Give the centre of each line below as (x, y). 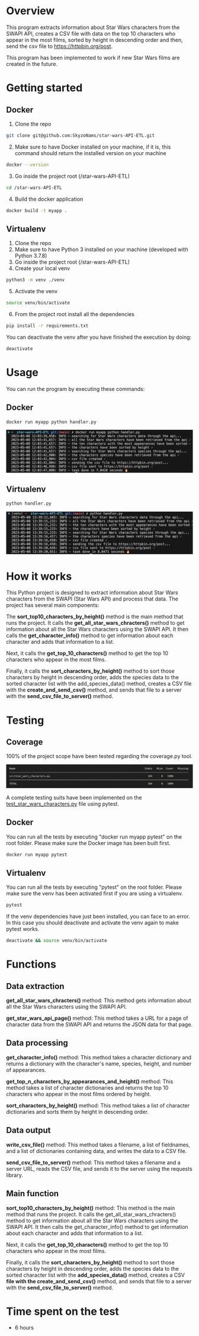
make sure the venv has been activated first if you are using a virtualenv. (95, 894)
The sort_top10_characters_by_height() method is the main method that (95, 616)
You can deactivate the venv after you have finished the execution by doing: (99, 337)
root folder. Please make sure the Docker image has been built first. (88, 843)
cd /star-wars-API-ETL (34, 188)
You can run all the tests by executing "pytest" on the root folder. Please (94, 887)
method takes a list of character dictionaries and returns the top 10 (87, 1087)
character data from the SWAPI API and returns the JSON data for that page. (99, 1025)
